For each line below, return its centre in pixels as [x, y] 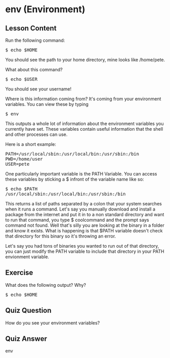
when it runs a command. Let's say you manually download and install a [80, 209]
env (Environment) [45, 9]
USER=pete [17, 164]
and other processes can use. [36, 134]
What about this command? [34, 69]
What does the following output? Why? [46, 285]
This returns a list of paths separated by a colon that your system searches [84, 204]
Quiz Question [28, 310]
